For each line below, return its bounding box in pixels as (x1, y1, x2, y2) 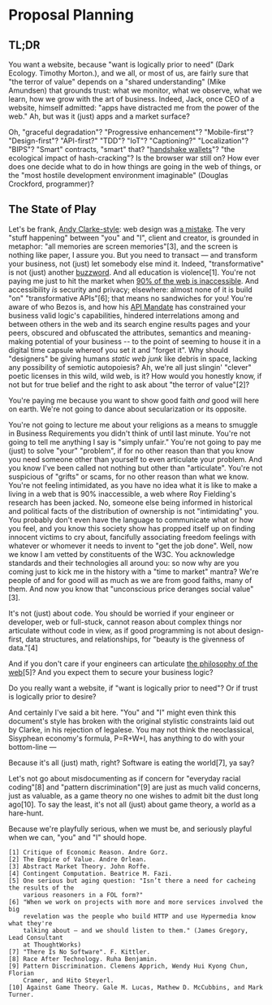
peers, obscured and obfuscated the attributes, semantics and (8, 328, 218, 337)
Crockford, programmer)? (8, 179, 95, 189)
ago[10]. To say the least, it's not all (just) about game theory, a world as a (8, 799, 256, 809)
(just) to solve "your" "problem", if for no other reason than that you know (8, 446, 254, 455)
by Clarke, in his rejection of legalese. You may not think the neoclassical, (8, 724, 254, 734)
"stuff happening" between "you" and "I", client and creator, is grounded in (8, 233, 259, 242)
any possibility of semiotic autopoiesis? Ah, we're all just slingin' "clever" (8, 362, 252, 372)
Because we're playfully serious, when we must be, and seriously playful (8, 824, 253, 833)
